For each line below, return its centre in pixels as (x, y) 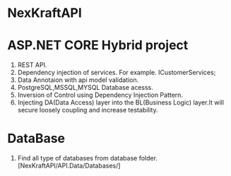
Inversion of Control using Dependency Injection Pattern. (100, 95)
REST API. (32, 65)
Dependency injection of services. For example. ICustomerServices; (117, 73)
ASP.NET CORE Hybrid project (98, 46)
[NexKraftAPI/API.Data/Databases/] (69, 166)
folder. (148, 158)
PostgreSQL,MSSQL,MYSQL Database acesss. (85, 88)
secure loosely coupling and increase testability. (88, 110)
